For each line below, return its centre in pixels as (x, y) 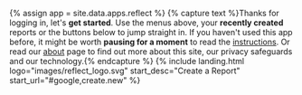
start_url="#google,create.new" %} (75, 80)
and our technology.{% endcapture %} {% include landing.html (127, 61)
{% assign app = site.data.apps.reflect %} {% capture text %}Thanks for (145, 13)
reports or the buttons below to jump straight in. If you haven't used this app (151, 32)
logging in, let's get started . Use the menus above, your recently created (146, 23)
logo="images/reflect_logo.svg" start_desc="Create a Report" (125, 71)
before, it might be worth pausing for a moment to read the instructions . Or (150, 42)
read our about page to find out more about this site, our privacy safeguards (151, 52)
